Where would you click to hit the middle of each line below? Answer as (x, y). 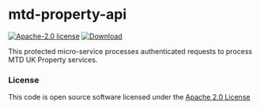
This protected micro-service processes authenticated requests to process (130, 51)
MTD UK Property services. (53, 60)
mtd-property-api (68, 15)
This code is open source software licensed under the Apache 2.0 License (129, 97)
